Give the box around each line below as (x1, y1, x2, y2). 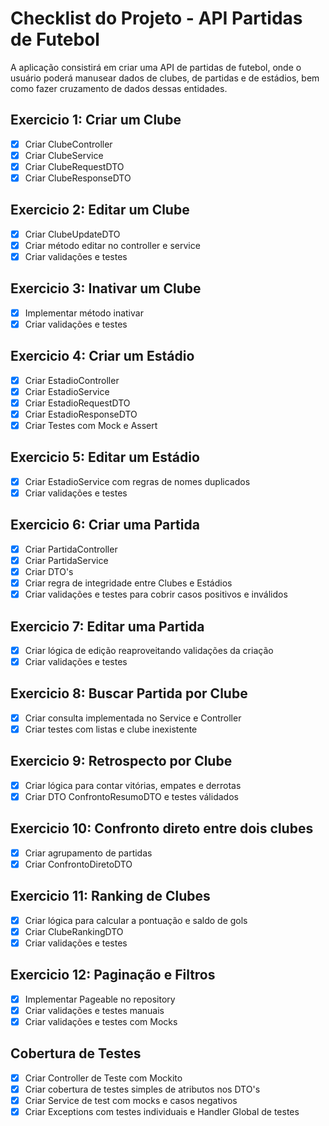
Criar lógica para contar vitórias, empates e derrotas (24, 779, 242, 791)
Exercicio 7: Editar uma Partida (10, 618, 205, 635)
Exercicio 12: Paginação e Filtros (10, 967, 216, 984)
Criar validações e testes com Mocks (24, 1015, 178, 1027)
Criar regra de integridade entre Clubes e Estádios (24, 577, 233, 589)
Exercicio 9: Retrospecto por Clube (10, 753, 233, 770)
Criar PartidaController (24, 543, 118, 555)
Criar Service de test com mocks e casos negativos (24, 1094, 238, 1106)
